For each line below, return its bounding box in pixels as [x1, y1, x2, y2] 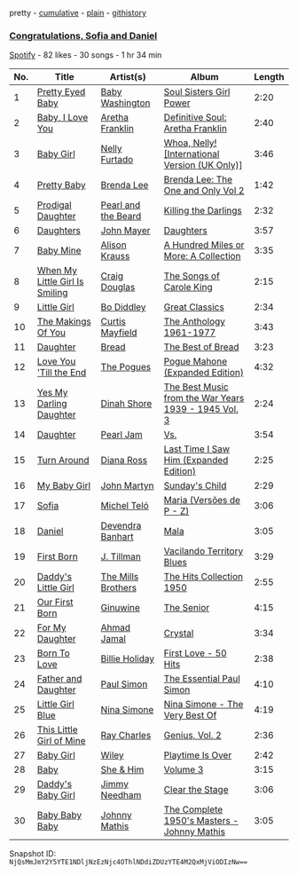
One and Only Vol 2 [163, 185, 245, 197]
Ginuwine [100, 602, 140, 614]
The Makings [36, 315, 91, 327]
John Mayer [100, 225, 151, 237]
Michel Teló [100, 500, 149, 512]
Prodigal [36, 199, 73, 211]
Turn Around [36, 454, 90, 467]
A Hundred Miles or [163, 239, 245, 251]
